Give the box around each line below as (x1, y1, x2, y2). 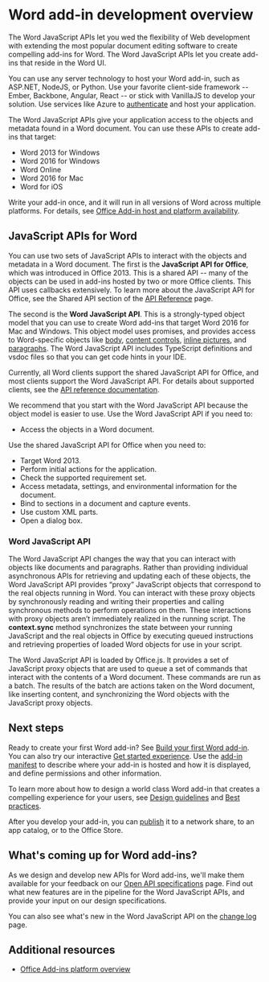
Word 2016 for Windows (19, 155, 100, 166)
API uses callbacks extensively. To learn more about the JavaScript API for (8, 284, 255, 295)
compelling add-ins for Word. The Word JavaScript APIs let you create (8, 49, 241, 59)
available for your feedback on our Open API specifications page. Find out (8, 878, 254, 888)
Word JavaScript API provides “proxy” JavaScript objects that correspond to (8, 580, 261, 590)
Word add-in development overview (8, 6, 254, 24)
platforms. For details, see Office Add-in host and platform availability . (8, 205, 240, 215)
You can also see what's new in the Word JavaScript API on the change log (8, 911, 257, 921)
